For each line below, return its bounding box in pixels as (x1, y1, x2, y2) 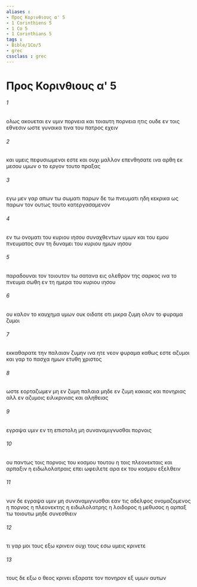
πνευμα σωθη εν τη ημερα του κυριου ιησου (6, 278, 116, 285)
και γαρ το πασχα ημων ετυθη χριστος (6, 355, 102, 363)
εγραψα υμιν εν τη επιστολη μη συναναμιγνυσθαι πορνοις (6, 426, 152, 434)
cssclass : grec (6, 53, 47, 59)
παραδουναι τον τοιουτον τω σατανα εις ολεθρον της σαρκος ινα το (6, 272, 177, 279)
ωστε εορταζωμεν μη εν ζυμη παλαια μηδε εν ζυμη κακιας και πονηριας (6, 388, 186, 395)
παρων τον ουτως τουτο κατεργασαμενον (6, 201, 110, 208)
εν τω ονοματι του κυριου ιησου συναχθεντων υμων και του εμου (6, 233, 169, 241)
